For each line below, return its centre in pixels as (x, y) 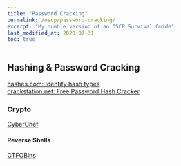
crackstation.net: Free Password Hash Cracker (74, 91)
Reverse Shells (29, 140)
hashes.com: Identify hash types (54, 84)
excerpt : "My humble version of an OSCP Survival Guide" (91, 26)
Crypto (19, 109)
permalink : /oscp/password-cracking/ (61, 20)
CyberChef (23, 124)
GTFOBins (22, 156)
